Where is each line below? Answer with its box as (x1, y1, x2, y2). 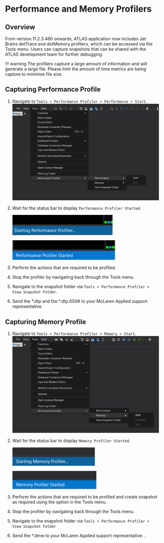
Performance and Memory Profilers (5, 3, 152, 15)
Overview (5, 23, 36, 31)
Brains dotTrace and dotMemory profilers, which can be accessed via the (5, 41, 153, 47)
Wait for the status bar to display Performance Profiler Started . (12, 205, 142, 211)
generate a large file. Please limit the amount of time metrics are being (5, 66, 146, 72)
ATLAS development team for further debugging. (5, 51, 103, 57)
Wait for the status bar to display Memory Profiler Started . (12, 438, 131, 443)
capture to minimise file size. (5, 71, 63, 77)
